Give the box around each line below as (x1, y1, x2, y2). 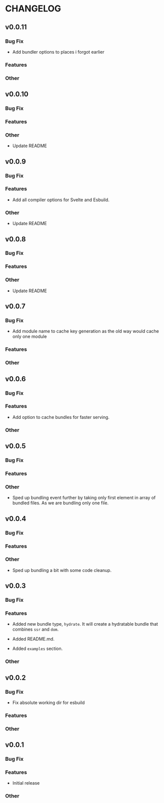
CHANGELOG (5, 3, 61, 14)
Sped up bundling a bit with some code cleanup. (12, 567, 112, 573)
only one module (12, 333, 47, 339)
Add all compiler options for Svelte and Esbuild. (12, 197, 110, 203)
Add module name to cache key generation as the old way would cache (12, 328, 159, 334)
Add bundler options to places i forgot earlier (12, 49, 104, 55)
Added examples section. (12, 645, 63, 651)
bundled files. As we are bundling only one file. (12, 500, 109, 506)
